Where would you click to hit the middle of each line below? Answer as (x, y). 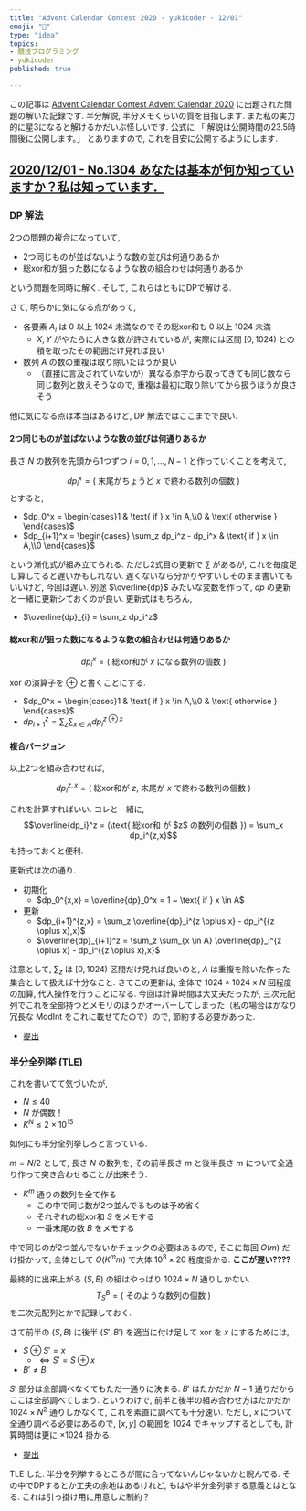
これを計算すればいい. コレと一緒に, (77, 809)
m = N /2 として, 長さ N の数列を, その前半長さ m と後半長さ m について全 (148, 1163)
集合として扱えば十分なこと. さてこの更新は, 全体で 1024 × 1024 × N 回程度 (151, 982)
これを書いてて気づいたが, (58, 1083)
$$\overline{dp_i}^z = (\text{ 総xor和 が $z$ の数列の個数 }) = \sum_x (153, 825)
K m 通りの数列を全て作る (69, 1193)
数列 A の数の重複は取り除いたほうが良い (100, 362)
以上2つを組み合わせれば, (57, 768)
